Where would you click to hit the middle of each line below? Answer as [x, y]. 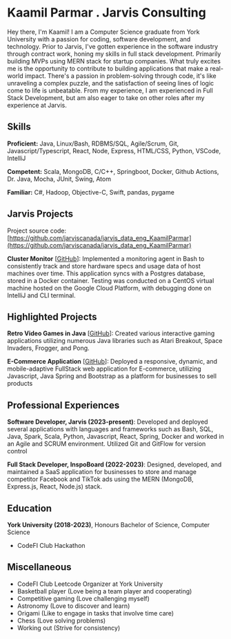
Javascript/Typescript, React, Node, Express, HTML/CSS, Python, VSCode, [114, 150]
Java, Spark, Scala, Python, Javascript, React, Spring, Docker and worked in [115, 437]
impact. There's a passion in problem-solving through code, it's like [120, 76]
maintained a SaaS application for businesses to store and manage [102, 472]
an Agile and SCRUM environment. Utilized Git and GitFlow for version [107, 444]
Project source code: [37, 230]
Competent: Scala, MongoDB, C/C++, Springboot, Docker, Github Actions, [113, 171]
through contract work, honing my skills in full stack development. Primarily [114, 54]
